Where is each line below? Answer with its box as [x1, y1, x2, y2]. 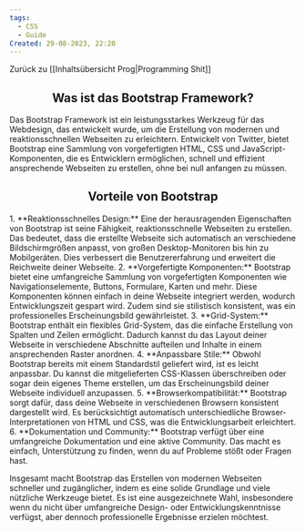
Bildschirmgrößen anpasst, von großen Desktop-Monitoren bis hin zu [9, 242, 269, 253]
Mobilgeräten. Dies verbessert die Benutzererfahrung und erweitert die [9, 251, 276, 262]
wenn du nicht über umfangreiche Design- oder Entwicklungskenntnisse [9, 502, 281, 513]
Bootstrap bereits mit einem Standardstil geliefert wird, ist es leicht [9, 358, 259, 369]
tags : [9, 13, 30, 23]
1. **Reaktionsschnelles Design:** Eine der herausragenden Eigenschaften [9, 213, 292, 224]
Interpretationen [9, 416, 70, 427]
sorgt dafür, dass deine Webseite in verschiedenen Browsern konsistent [9, 397, 280, 408]
